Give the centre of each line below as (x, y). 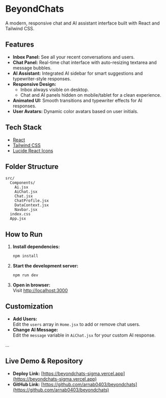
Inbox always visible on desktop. (55, 90)
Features (20, 45)
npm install (25, 256)
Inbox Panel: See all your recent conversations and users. (74, 57)
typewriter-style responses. (42, 79)
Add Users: (25, 319)
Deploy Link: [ (28, 373)
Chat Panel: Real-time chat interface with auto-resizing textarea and (85, 62)
